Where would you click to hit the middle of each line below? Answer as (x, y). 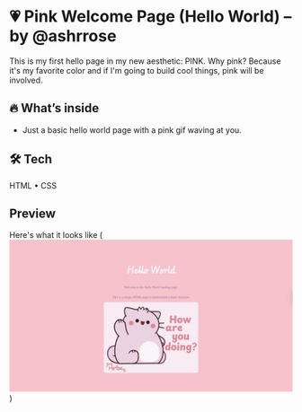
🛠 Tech (31, 159)
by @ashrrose (63, 36)
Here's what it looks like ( (56, 235)
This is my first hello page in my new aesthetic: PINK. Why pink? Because (145, 61)
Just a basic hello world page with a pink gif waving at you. (132, 130)
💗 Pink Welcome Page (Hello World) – (151, 17)
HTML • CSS (33, 185)
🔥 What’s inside (54, 108)
